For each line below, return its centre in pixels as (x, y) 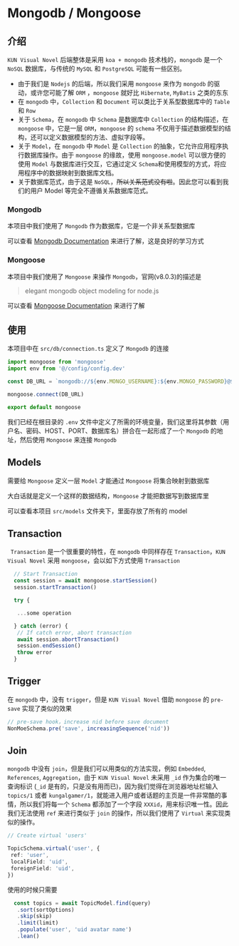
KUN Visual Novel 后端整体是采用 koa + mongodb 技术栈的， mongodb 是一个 (115, 60)
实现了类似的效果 (47, 708)
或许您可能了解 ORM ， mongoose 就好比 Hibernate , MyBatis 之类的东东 (129, 93)
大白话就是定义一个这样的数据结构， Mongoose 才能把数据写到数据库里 (108, 495)
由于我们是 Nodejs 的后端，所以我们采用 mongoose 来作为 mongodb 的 (116, 84)
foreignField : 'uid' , (42, 868)
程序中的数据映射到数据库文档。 (71, 173)
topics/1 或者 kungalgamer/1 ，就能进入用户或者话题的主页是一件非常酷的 (115, 796)
